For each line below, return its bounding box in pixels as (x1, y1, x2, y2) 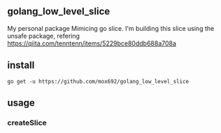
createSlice (7, 118, 47, 127)
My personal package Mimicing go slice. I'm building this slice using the (7, 24, 215, 32)
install (7, 59, 35, 71)
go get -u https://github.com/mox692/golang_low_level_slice (7, 78, 190, 85)
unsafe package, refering (7, 31, 80, 40)
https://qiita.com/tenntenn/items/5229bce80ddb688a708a (7, 38, 177, 48)
